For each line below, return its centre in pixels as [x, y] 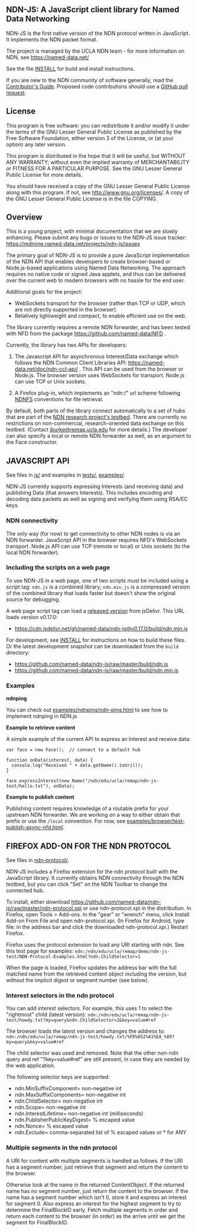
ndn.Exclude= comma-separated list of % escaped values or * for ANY [101, 1132]
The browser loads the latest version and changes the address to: [86, 1031]
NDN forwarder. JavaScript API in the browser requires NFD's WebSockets [96, 539]
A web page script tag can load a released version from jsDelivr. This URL [95, 610]
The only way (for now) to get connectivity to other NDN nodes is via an [93, 534]
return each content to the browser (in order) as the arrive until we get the [96, 1216]
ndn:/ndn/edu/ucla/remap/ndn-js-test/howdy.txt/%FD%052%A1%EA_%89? [91, 1037]
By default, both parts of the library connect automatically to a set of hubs [96, 411]
